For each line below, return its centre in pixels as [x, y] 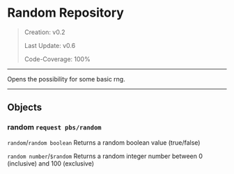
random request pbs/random [54, 127]
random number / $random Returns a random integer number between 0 [105, 156]
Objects [25, 108]
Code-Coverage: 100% [57, 59]
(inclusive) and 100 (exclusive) [51, 163]
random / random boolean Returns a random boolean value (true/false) [104, 142]
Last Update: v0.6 [50, 45]
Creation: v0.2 [45, 32]
